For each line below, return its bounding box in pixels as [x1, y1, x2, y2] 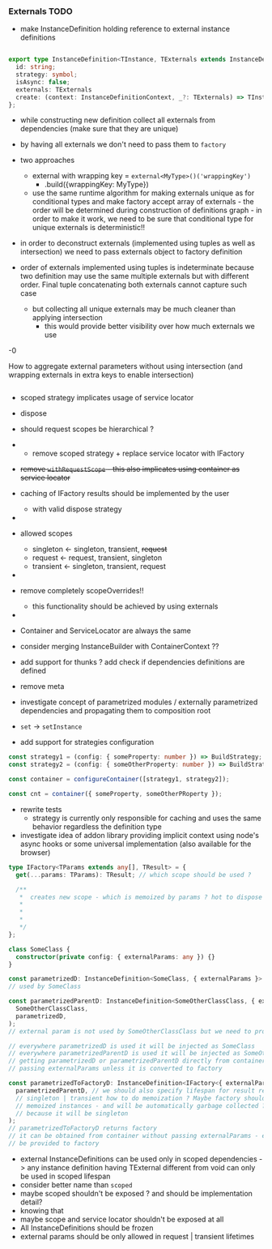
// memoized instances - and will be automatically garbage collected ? [15, 1101, 266, 1110]
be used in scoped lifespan [19, 1171, 111, 1181]
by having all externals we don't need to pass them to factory [19, 139, 227, 149]
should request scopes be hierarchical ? [19, 424, 154, 434]
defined [19, 666, 47, 676]
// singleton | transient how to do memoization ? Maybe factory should [15, 1094, 266, 1102]
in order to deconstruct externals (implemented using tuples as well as [19, 238, 256, 248]
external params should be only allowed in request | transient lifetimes [19, 1231, 255, 1241]
